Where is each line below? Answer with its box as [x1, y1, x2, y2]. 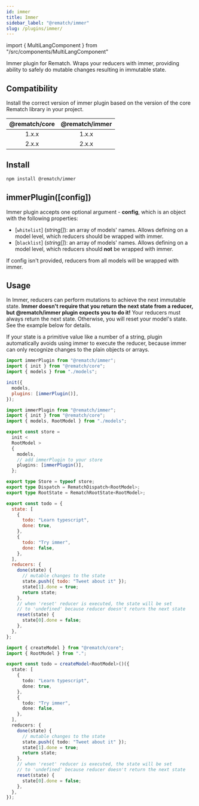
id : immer [6, 8, 31, 15]
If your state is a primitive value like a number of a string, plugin [6, 333, 163, 341]
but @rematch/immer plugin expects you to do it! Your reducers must [6, 309, 181, 316]
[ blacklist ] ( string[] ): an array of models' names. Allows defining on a [14, 239, 188, 246]
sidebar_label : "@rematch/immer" [6, 20, 90, 26]
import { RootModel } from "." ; [6, 650, 87, 657]
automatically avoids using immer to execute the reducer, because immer [6, 340, 187, 347]
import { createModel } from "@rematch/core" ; [6, 645, 124, 651]
